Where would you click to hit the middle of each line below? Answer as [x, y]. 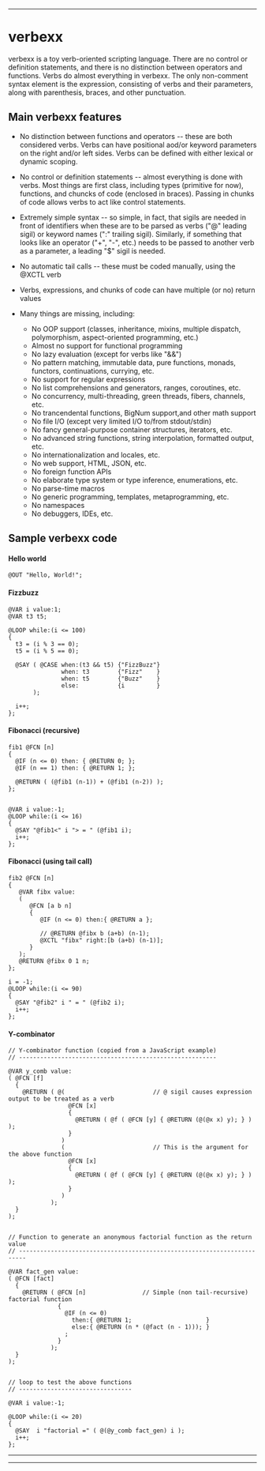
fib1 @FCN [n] [32, 747]
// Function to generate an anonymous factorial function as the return [130, 1237]
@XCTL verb [40, 274]
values [30, 298]
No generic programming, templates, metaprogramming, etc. [130, 497]
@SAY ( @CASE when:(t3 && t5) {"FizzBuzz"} [88, 664]
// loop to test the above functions [70, 1383]
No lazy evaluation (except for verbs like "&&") [106, 354]
